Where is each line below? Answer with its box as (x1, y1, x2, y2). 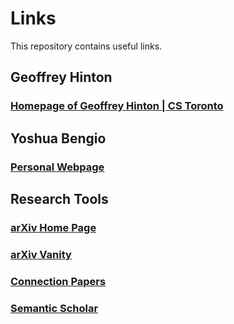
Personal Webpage (10, 160, 105, 174)
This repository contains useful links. (10, 40, 163, 52)
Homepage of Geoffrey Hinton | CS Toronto (10, 99, 224, 113)
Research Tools (10, 190, 109, 207)
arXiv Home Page (10, 220, 97, 234)
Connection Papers (10, 274, 107, 288)
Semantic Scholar (10, 301, 99, 315)
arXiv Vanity (10, 247, 72, 261)
